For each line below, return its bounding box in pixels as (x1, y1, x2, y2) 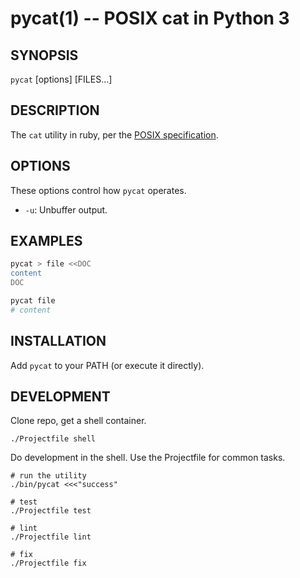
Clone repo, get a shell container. (10, 415, 147, 427)
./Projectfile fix (10, 558, 87, 569)
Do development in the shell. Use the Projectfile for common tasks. (10, 452, 286, 464)
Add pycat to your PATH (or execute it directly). (10, 359, 205, 371)
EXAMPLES (10, 233, 83, 250)
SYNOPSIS (10, 47, 79, 64)
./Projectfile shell (10, 434, 97, 444)
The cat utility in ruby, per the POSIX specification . (10, 128, 219, 141)
